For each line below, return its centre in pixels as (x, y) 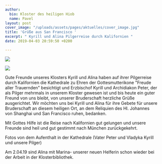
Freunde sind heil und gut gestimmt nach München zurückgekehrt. (71, 128)
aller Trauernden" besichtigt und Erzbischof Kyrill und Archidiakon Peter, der (81, 87)
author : (13, 9)
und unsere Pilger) (23, 142)
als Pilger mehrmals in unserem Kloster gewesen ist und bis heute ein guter (80, 93)
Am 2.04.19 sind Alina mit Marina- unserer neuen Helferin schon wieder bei (80, 152)
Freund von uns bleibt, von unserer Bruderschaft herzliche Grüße (70, 98)
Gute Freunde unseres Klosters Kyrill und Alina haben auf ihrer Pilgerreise (78, 77)
